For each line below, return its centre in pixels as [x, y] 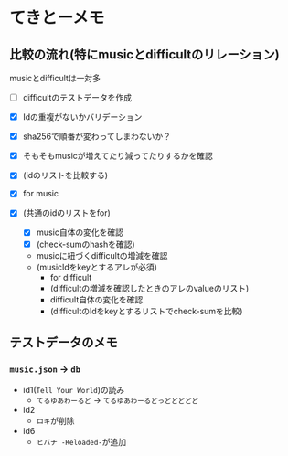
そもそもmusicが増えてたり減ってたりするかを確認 [117, 156]
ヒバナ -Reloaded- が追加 [81, 442]
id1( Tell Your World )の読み [74, 390]
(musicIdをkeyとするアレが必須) [97, 267]
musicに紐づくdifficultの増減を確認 [102, 255]
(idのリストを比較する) [65, 175]
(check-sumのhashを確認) [85, 244]
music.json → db [45, 368]
